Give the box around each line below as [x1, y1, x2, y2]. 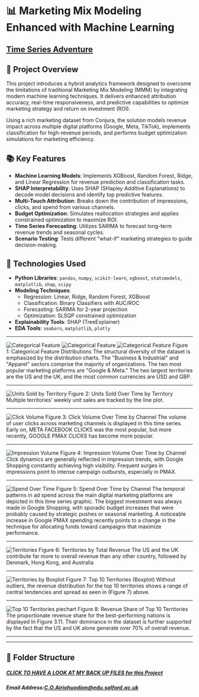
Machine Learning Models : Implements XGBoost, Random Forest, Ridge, [14, 172, 193, 179]
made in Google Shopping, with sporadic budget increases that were [6, 504, 174, 512]
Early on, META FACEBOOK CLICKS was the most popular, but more [6, 426, 172, 433]
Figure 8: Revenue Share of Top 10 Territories [78, 606, 188, 613]
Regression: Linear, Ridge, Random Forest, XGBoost [23, 293, 150, 300]
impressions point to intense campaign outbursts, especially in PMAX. [6, 468, 176, 476]
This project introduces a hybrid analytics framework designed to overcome [6, 80, 191, 87]
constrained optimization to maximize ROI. [14, 216, 118, 223]
